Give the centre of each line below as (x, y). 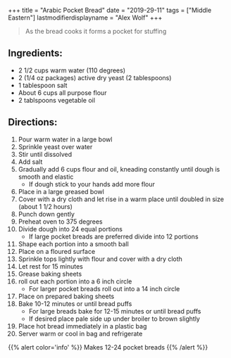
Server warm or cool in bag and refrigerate (80, 333)
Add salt (30, 162)
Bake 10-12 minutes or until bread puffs (75, 303)
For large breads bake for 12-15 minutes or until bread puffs (115, 311)
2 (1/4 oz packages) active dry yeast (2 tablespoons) (95, 77)
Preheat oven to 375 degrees (60, 222)
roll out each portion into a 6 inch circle (75, 281)
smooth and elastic (46, 177)
